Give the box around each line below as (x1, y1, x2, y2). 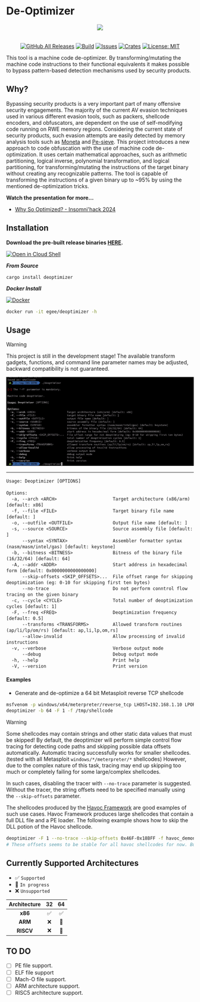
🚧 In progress (14, 881, 49, 888)
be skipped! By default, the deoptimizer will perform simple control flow (6, 736, 182, 744)
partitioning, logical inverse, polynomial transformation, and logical (6, 157, 170, 164)
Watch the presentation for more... (6, 194, 94, 201)
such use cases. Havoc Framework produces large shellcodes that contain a (6, 810, 193, 817)
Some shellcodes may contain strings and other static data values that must (6, 730, 192, 737)
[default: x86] (6, 502, 44, 508)
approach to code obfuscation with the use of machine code (6, 145, 155, 152)
